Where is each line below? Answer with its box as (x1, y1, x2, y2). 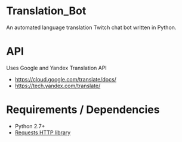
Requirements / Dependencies (6, 103, 160, 116)
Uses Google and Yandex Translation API (6, 64, 107, 71)
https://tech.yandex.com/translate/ (14, 82, 101, 89)
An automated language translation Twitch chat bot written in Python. (6, 24, 177, 31)
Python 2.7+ (14, 122, 45, 130)
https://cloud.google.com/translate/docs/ (14, 75, 116, 83)
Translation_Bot (6, 4, 87, 18)
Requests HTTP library (14, 129, 71, 136)
